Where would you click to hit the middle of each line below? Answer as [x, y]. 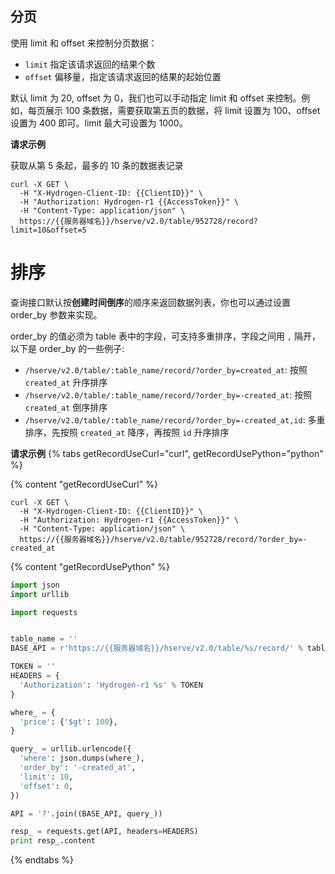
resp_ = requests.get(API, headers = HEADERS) [104, 832]
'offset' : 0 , [46, 786]
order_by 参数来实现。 [56, 314]
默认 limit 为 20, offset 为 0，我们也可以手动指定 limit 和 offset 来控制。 [156, 98]
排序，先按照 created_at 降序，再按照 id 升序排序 [127, 432]
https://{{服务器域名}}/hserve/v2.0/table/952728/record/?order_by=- [163, 539]
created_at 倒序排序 [66, 407]
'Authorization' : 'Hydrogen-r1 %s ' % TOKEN [111, 685]
